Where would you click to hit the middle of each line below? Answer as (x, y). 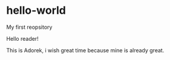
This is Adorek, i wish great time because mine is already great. (85, 50)
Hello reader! (22, 38)
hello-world (36, 10)
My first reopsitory (29, 27)
